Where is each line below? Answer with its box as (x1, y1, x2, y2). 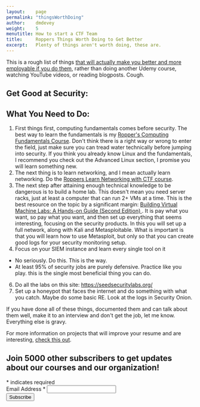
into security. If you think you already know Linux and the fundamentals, (14, 150, 192, 157)
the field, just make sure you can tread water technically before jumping (14, 144, 192, 151)
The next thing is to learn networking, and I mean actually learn (14, 169, 171, 176)
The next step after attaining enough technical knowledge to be (14, 182, 171, 189)
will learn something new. (14, 163, 78, 170)
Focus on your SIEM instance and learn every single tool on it (14, 246, 166, 253)
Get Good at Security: (6, 88, 88, 99)
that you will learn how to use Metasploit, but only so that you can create (14, 232, 194, 240)
